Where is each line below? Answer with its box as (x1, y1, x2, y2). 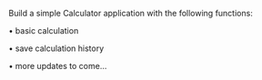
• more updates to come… (8, 61, 107, 71)
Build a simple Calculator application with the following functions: (8, 8, 254, 18)
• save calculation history (8, 43, 105, 54)
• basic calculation (8, 25, 79, 35)
